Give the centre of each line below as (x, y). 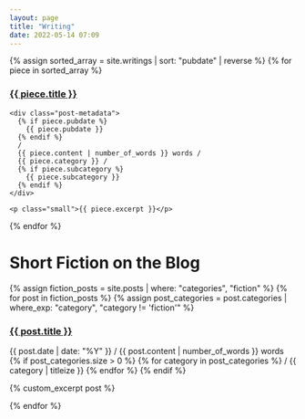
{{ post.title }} (41, 331)
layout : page (34, 18)
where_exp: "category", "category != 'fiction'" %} (102, 308)
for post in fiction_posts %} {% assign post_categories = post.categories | (148, 298)
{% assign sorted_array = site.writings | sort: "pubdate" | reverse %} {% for (151, 61)
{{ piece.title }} (43, 94)
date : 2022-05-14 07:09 (55, 35)
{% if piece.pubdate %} (62, 121)
